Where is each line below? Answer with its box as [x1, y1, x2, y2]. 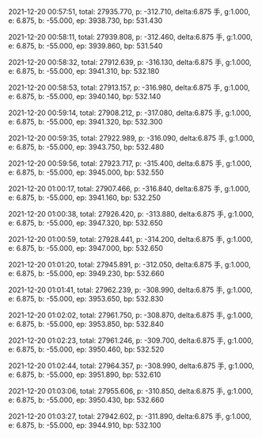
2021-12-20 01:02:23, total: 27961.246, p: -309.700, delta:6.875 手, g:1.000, [8, 336, 254, 345]
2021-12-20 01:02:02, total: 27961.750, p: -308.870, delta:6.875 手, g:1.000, [8, 310, 253, 320]
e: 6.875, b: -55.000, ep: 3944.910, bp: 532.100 [8, 421, 161, 430]
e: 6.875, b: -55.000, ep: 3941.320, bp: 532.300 [8, 117, 163, 126]
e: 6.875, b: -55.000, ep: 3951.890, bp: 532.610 [8, 370, 161, 379]
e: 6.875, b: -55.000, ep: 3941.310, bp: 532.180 [8, 67, 160, 75]
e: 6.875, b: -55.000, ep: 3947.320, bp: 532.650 [8, 218, 164, 228]
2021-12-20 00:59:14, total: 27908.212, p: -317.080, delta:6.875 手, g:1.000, [8, 108, 252, 117]
